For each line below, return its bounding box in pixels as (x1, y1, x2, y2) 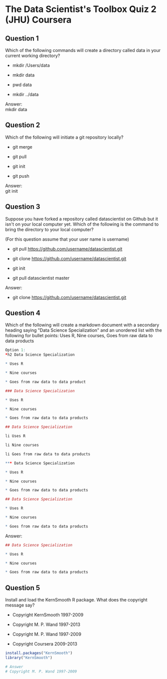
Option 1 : (5, 348, 26, 353)
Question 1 (5, 34, 39, 43)
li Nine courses (5, 443, 39, 448)
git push (12, 173, 29, 179)
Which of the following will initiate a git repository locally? (5, 134, 123, 140)
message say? (5, 602, 35, 608)
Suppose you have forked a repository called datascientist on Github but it (5, 216, 158, 222)
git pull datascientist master (12, 275, 70, 281)
